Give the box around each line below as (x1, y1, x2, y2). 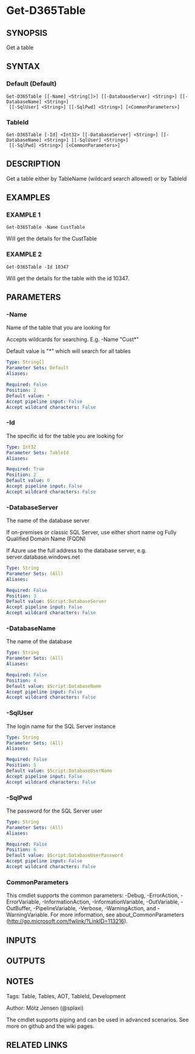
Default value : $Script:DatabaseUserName (6, 768, 113, 774)
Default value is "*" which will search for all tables (6, 347, 131, 355)
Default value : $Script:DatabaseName (6, 683, 102, 689)
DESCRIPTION (6, 159, 61, 169)
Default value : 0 (6, 477, 50, 484)
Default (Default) (6, 79, 57, 88)
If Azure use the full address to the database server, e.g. (6, 547, 147, 554)
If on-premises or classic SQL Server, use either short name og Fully (6, 529, 177, 536)
